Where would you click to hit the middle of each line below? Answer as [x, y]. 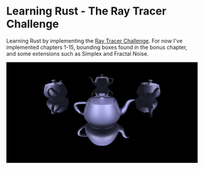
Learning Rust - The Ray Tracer [87, 11]
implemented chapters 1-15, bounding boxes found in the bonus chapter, [97, 47]
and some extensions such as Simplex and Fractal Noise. [77, 53]
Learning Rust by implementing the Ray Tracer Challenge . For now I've [94, 41]
